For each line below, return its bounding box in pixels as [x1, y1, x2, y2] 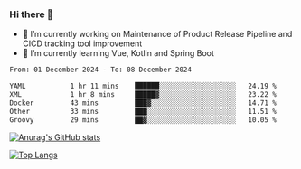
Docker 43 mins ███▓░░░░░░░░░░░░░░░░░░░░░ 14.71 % [9, 99, 277, 108]
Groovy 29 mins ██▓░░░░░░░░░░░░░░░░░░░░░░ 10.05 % [9, 115, 277, 125]
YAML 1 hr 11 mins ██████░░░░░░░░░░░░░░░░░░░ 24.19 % [9, 81, 277, 91]
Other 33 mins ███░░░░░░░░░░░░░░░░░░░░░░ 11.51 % [9, 107, 277, 116]
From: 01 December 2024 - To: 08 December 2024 [9, 65, 193, 75]
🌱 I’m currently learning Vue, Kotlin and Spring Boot [22, 48, 215, 59]
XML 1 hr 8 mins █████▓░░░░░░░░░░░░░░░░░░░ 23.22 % [9, 90, 277, 99]
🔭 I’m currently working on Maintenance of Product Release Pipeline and [22, 29, 293, 40]
